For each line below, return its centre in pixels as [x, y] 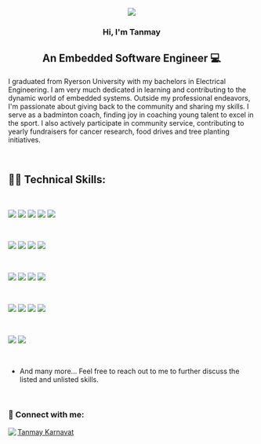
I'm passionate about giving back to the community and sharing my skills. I [129, 106]
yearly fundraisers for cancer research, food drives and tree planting [119, 131]
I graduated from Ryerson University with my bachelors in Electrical [117, 81]
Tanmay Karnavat [46, 431]
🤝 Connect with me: [46, 415]
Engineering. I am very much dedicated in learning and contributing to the [127, 90]
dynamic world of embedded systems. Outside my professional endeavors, [129, 97]
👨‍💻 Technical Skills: [57, 180]
